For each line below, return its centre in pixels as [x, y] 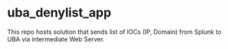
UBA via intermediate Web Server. [56, 39]
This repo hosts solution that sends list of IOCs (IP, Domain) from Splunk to [114, 32]
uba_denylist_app [59, 13]
